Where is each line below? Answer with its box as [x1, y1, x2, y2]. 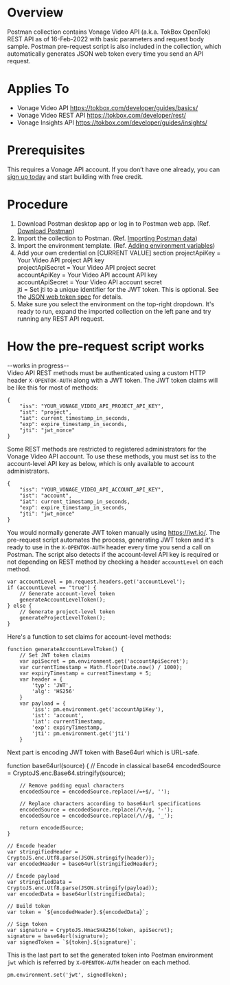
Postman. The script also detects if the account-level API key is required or [7, 550, 219, 558]
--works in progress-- [7, 361, 70, 370]
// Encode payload [7, 872, 60, 879]
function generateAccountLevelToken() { [7, 646, 125, 653]
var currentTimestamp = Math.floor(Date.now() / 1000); [19, 664, 183, 670]
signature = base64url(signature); [7, 933, 109, 940]
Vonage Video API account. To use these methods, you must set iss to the [7, 452, 216, 460]
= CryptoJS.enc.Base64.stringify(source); [7, 769, 126, 777]
